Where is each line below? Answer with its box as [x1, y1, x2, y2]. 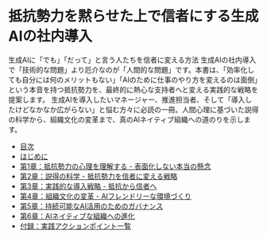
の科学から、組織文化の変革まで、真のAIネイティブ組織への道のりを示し [8, 115, 244, 124]
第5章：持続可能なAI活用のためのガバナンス [19, 201, 164, 211]
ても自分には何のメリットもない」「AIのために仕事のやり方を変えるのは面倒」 [8, 75, 258, 84]
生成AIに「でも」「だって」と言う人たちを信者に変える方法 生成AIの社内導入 [8, 55, 257, 64]
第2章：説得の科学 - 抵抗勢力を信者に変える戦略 [19, 171, 178, 181]
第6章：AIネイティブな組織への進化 [19, 211, 135, 220]
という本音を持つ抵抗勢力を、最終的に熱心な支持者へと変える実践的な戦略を [8, 84, 258, 94]
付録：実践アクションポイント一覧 [19, 220, 132, 231]
